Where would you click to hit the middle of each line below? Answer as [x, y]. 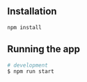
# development [28, 65]
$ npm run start [31, 72]
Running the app [43, 49]
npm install [24, 27]
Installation [32, 11]
